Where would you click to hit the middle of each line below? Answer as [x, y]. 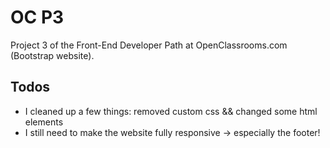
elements [44, 122]
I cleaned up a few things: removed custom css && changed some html [171, 111]
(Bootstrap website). [52, 55]
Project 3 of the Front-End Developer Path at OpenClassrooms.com [149, 45]
